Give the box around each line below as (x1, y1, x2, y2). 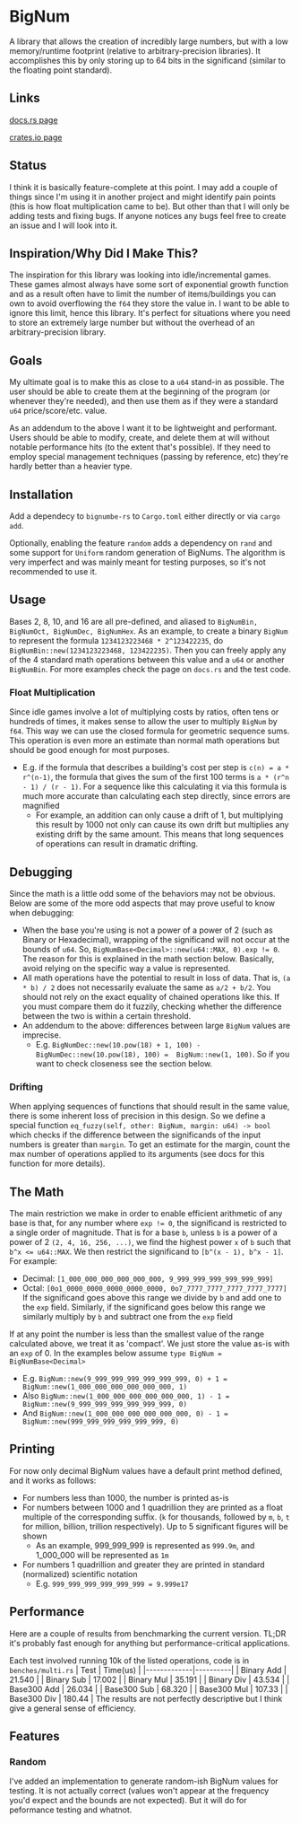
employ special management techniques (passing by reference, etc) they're (9, 452, 289, 462)
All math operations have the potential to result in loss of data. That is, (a (21, 972, 291, 983)
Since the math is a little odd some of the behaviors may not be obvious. (9, 888, 276, 899)
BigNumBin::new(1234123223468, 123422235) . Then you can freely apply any (9, 645, 287, 655)
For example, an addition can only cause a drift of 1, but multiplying (35, 810, 284, 820)
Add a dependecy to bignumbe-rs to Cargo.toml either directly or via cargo (9, 511, 280, 522)
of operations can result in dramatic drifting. (35, 838, 199, 849)
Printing (9, 1442, 56, 1457)
